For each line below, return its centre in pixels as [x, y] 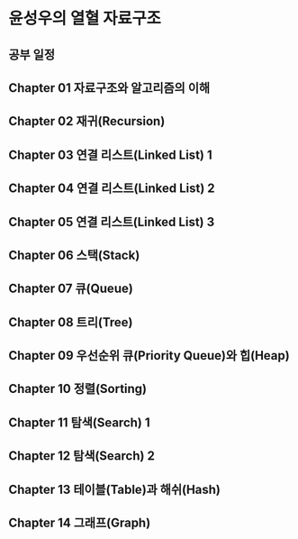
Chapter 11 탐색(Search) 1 [79, 422]
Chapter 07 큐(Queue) [71, 289]
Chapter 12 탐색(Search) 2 [81, 456]
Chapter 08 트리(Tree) [71, 322]
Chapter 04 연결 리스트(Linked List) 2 [112, 189]
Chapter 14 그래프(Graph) [80, 523]
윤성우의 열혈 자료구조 [85, 18]
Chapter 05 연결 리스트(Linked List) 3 [112, 222]
